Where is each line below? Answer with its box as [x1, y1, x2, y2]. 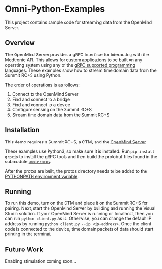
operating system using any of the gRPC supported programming [5, 62, 136, 68]
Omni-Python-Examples [5, 3, 105, 15]
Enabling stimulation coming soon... [5, 258, 76, 264]
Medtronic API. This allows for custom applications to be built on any [5, 57, 143, 63]
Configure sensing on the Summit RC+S [12, 107, 92, 112]
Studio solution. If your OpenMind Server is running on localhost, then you [5, 211, 153, 216]
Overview [5, 39, 35, 47]
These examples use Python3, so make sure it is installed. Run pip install [5, 148, 155, 154]
